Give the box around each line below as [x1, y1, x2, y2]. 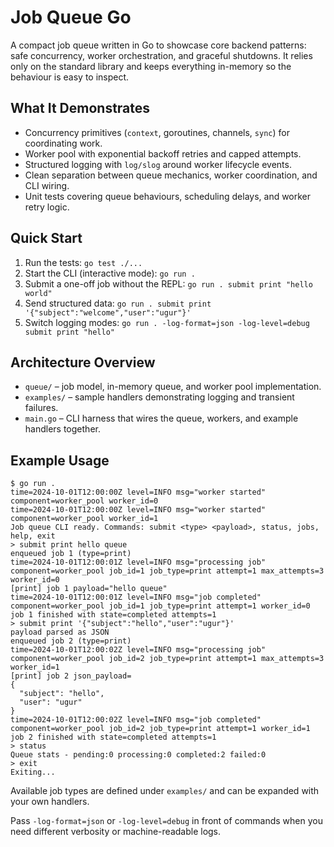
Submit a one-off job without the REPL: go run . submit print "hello [24, 277, 313, 290]
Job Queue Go [10, 6, 132, 29]
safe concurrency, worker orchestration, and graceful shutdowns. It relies [10, 49, 313, 61]
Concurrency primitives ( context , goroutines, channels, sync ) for [24, 126, 290, 138]
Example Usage [10, 452, 110, 469]
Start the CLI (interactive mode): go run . [24, 267, 196, 279]
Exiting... [10, 767, 56, 778]
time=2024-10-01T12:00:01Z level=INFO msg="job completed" [10, 592, 262, 603]
